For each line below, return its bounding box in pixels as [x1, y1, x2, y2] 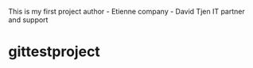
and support [8, 15, 49, 25]
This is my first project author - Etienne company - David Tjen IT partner [8, 7, 245, 16]
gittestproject [8, 43, 101, 61]
